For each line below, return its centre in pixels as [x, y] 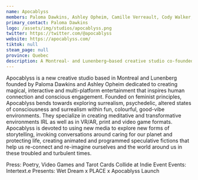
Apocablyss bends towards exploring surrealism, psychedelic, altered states [99, 103]
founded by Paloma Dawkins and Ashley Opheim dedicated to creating [92, 84]
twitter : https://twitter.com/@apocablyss [59, 34]
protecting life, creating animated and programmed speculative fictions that [98, 140]
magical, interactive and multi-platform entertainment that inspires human [95, 90]
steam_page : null [27, 50]
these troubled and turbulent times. [49, 153]
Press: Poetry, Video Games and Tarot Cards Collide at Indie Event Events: [96, 164]
